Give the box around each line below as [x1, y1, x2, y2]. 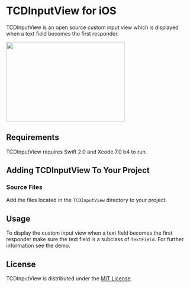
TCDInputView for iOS [6, 4, 117, 18]
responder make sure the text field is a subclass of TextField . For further [6, 236, 184, 243]
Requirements [6, 132, 59, 143]
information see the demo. [6, 242, 71, 249]
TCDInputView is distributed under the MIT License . [6, 275, 133, 282]
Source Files [6, 183, 43, 191]
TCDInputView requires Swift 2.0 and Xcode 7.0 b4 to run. [6, 148, 147, 155]
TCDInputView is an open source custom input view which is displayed [6, 24, 179, 31]
